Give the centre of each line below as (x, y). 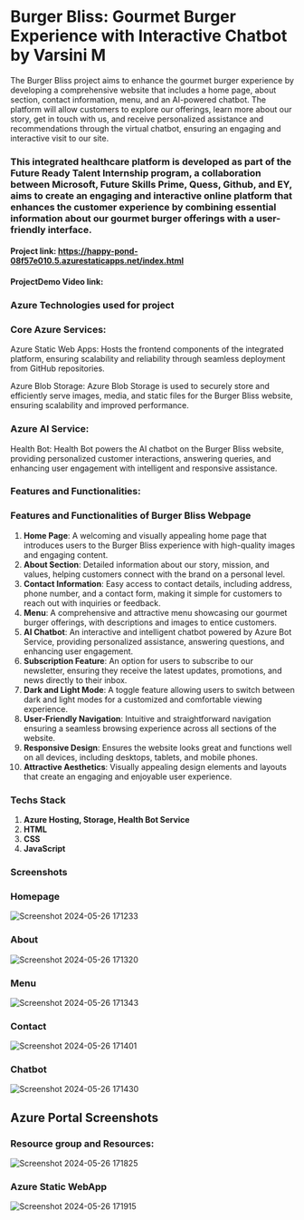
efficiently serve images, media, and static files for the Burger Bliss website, (152, 395)
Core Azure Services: (58, 329)
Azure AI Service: (50, 429)
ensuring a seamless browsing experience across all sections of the (150, 728)
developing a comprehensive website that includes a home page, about (143, 90)
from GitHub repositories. (57, 368)
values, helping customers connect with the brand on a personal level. (154, 574)
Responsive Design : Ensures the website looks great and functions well (157, 747)
